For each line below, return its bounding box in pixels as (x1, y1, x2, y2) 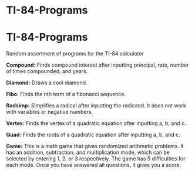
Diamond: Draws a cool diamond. (6, 79, 88, 86)
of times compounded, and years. (6, 68, 88, 75)
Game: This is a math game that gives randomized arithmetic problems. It (6, 143, 184, 150)
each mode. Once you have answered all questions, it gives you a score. (6, 162, 181, 169)
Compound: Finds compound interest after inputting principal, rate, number (6, 61, 189, 68)
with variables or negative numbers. (6, 109, 93, 116)
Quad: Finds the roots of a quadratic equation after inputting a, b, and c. (6, 131, 180, 139)
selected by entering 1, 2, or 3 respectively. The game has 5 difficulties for (6, 155, 186, 162)
